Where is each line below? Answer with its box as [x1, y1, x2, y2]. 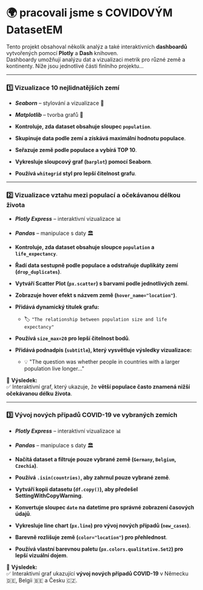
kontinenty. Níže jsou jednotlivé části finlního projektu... [6, 62, 144, 70]
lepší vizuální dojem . [14, 551, 68, 559]
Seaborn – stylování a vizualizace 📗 [14, 99, 105, 107]
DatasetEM [6, 23, 63, 37]
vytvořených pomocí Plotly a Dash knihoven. [6, 49, 119, 56]
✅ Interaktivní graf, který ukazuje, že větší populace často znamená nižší [6, 383, 190, 390]
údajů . [14, 510, 32, 517]
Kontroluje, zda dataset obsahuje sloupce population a [14, 243, 155, 251]
